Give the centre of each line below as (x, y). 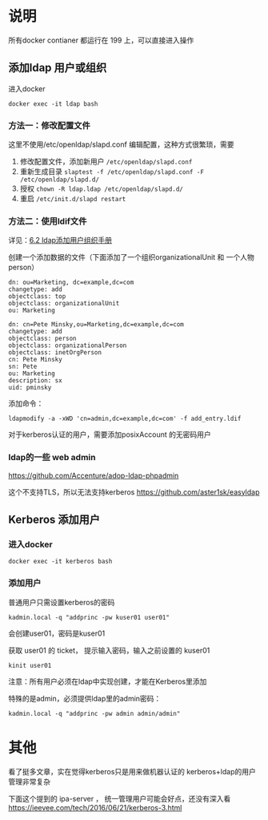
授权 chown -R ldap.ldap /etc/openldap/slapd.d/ (102, 188)
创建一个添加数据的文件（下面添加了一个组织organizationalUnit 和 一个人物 (131, 257)
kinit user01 (30, 665)
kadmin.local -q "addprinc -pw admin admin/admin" (94, 713)
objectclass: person (43, 339)
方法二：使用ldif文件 (48, 221)
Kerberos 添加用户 (54, 520)
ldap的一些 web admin (52, 458)
